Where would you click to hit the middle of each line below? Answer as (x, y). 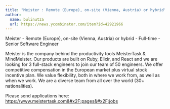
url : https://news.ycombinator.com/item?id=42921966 (67, 24)
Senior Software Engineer (32, 44)
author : (13, 15)
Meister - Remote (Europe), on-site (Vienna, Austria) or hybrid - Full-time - (83, 39)
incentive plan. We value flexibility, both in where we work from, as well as (83, 75)
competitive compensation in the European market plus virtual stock (76, 70)
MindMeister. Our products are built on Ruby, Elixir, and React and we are (81, 59)
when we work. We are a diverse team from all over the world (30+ (75, 81)
